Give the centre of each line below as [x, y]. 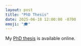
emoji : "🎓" [18, 24]
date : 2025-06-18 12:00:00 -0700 [41, 19]
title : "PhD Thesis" [27, 15]
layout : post [19, 10]
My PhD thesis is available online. [40, 38]
